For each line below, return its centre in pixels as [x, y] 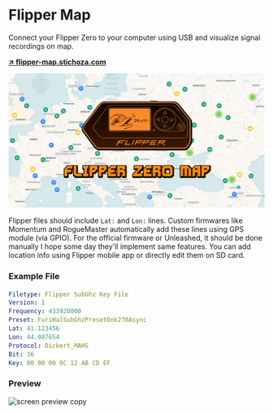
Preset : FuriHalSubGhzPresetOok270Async [78, 320]
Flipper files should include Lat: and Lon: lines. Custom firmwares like [126, 220]
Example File [34, 277]
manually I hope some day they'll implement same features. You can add [130, 246]
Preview [25, 384]
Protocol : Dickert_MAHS [49, 346]
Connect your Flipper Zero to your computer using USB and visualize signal [134, 37]
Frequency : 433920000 [45, 312]
